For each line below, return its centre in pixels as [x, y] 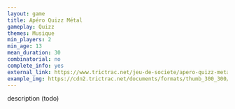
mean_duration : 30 [34, 53]
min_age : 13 [24, 46]
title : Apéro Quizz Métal [45, 20]
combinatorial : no [34, 59]
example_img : [26, 79]
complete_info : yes [36, 66]
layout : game [26, 14]
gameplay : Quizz [31, 27]
